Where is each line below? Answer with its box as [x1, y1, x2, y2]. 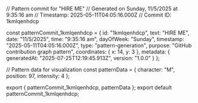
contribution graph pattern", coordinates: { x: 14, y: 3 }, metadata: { [6, 48, 170, 55]
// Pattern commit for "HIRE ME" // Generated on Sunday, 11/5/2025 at [6, 5, 178, 12]
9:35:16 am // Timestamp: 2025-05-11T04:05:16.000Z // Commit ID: [6, 11, 172, 18]
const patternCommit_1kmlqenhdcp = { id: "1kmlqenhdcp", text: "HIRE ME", [6, 29, 190, 36]
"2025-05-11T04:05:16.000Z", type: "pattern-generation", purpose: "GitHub [6, 42, 192, 49]
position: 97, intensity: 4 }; [6, 73, 70, 79]
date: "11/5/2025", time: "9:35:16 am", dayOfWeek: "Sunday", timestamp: [6, 36, 184, 42]
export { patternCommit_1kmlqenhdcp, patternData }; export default [6, 84, 172, 91]
